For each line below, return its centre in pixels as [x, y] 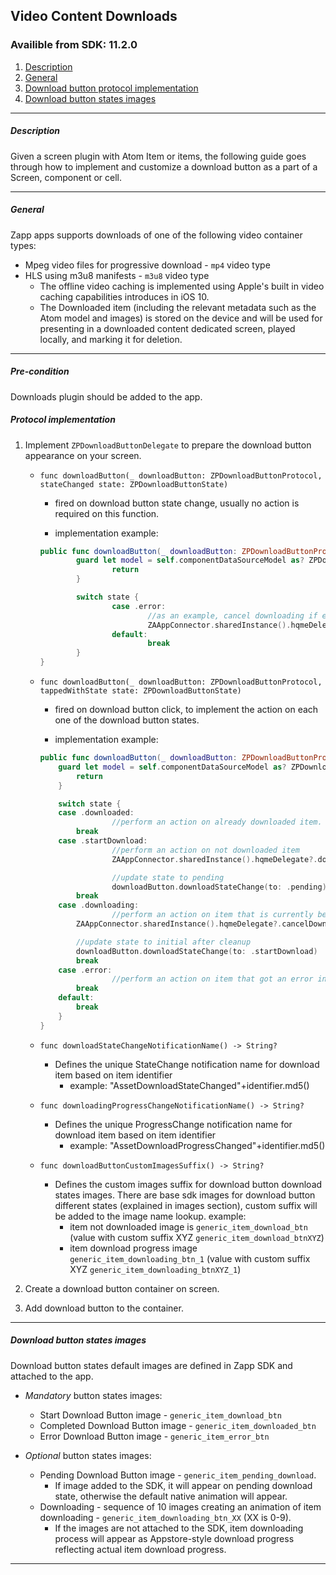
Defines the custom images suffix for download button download [188, 1184]
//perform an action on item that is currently [212, 915]
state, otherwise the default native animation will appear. [171, 1496]
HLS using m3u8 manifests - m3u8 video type [117, 275]
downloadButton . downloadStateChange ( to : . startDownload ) [196, 951]
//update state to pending [168, 877]
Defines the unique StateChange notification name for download [187, 1064]
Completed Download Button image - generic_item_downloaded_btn [178, 1425]
